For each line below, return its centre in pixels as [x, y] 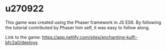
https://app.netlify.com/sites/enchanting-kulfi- [89, 37]
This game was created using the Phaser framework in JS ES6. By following [83, 22]
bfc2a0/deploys [21, 42]
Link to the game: [23, 37]
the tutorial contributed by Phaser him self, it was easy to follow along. [77, 27]
